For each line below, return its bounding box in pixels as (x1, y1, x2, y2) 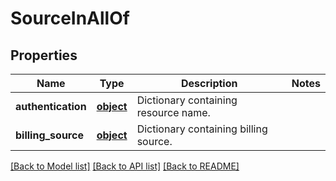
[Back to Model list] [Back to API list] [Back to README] (10, 160, 240, 172)
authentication (15, 100, 87, 113)
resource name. (136, 106, 211, 119)
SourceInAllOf (10, 7, 130, 30)
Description (181, 77, 238, 90)
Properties (10, 47, 78, 64)
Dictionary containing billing (136, 122, 268, 136)
